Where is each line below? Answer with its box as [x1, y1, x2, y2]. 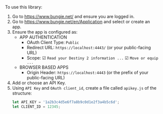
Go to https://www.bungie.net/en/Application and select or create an [12, 19, 150, 24]
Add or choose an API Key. [12, 80, 66, 86]
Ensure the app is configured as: [12, 29, 78, 35]
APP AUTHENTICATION [19, 34, 67, 40]
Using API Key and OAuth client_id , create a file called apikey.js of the [12, 85, 157, 91]
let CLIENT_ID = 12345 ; [12, 104, 61, 109]
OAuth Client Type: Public [26, 39, 79, 45]
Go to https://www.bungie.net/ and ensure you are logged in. [12, 14, 135, 19]
